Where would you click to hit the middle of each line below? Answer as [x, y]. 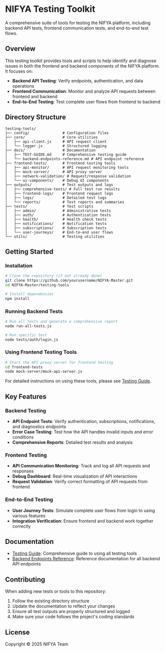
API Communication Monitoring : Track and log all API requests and [81, 466]
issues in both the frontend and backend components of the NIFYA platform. [82, 66]
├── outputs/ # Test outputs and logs [59, 185]
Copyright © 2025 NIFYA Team [37, 644]
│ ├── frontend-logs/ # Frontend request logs [59, 193]
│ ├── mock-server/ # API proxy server [54, 172]
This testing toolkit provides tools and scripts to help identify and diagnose [81, 61]
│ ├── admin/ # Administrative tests [58, 211]
